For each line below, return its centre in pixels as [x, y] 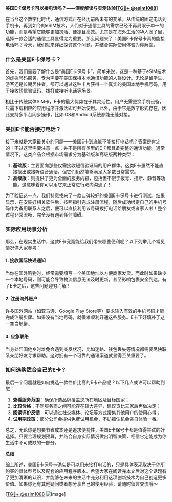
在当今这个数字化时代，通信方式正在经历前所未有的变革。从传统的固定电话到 [86, 19]
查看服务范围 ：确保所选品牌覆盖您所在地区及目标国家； [71, 399]
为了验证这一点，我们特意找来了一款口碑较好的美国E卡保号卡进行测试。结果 [85, 195]
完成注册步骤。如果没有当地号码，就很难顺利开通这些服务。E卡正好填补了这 [85, 317]
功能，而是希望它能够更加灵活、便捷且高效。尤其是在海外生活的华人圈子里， [86, 32]
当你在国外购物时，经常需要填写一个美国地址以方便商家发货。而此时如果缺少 [86, 273]
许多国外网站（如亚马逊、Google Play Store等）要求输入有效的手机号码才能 [85, 311]
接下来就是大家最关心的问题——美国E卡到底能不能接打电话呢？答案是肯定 [83, 141]
